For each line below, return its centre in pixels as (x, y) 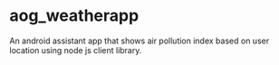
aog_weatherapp (74, 16)
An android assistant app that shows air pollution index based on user (139, 41)
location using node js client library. (76, 50)
